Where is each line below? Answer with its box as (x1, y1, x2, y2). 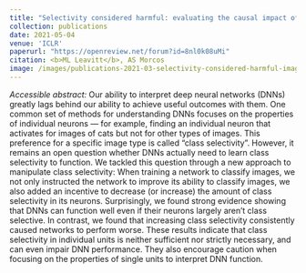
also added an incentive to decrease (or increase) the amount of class (9, 186, 272, 197)
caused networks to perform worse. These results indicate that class (9, 224, 268, 235)
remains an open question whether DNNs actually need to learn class (9, 147, 270, 157)
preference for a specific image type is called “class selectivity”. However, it (9, 137, 294, 148)
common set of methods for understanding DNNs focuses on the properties (9, 108, 294, 119)
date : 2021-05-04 (9, 30, 76, 39)
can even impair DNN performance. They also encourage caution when (9, 243, 278, 255)
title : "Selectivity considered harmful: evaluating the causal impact (9, 13, 287, 23)
